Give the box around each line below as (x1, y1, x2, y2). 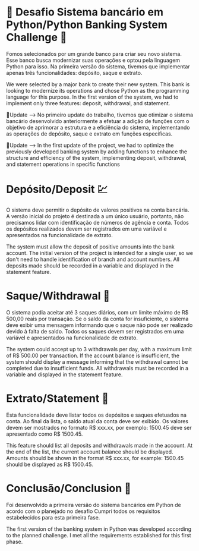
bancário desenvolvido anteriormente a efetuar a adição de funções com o (6, 117, 189, 124)
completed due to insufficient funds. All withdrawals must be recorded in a (6, 364, 189, 371)
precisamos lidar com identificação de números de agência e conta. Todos (6, 219, 189, 226)
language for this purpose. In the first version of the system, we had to (6, 93, 179, 100)
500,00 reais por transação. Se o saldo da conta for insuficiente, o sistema (6, 315, 189, 322)
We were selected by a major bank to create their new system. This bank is (6, 80, 190, 88)
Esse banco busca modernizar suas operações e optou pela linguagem (6, 56, 180, 64)
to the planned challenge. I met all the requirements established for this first (6, 531, 191, 539)
